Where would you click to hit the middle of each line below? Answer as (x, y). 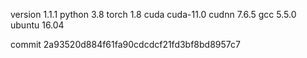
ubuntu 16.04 (37, 25)
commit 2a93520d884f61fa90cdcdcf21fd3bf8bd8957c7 (125, 44)
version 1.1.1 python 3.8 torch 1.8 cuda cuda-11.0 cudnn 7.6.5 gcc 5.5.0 (153, 14)
